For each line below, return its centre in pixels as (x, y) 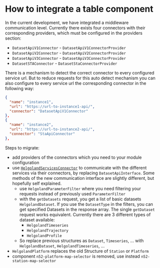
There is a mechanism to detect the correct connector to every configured (80, 73)
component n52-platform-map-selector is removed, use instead (76, 256)
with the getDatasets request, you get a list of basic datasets (80, 199)
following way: (20, 88)
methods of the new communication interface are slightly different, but (83, 178)
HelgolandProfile (44, 236)
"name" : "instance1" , (31, 102)
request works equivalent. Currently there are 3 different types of (85, 215)
